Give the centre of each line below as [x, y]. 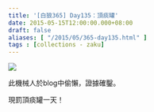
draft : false [30, 30]
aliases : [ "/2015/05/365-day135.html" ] [78, 37]
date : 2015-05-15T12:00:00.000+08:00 [71, 23]
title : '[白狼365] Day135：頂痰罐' [64, 15]
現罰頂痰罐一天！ [36, 100]
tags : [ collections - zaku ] [56, 45]
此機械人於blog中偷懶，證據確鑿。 [64, 83]
